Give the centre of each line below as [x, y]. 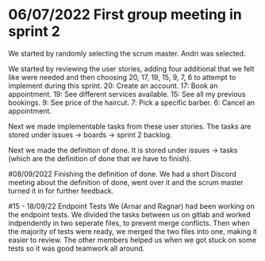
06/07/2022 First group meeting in [125, 15]
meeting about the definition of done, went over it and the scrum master [126, 182]
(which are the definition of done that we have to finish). [100, 158]
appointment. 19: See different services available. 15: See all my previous [127, 94]
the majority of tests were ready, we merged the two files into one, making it [133, 231]
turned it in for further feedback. [61, 190]
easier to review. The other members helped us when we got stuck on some [132, 240]
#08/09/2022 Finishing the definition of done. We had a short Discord [122, 174]
